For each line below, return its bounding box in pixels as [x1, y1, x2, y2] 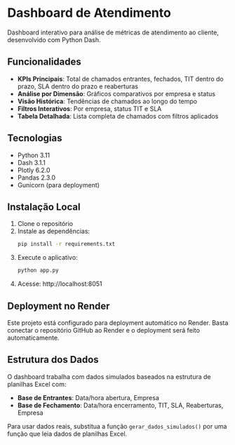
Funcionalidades [7, 56, 82, 68]
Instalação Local [7, 201, 81, 213]
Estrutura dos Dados [7, 354, 100, 366]
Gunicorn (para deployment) [17, 180, 100, 189]
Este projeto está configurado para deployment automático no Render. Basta [7, 318, 229, 327]
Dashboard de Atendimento [7, 5, 172, 21]
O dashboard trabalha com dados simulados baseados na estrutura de [7, 372, 212, 380]
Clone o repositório [17, 220, 74, 228]
